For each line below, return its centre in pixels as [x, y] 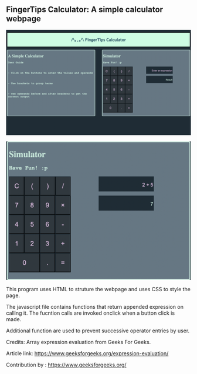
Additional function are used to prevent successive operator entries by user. [98, 331]
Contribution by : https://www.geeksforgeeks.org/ [66, 365]
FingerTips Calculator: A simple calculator [84, 10]
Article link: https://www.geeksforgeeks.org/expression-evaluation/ [87, 353]
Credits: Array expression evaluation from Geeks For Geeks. [79, 342]
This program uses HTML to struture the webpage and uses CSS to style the [98, 289]
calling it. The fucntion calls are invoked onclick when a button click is [90, 313]
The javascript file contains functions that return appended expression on [95, 306]
